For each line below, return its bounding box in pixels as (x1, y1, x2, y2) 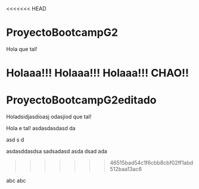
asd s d (6, 136, 24, 143)
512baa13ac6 (110, 166, 142, 173)
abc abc (6, 177, 26, 184)
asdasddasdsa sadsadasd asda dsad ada (6, 148, 107, 155)
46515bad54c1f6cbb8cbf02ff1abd (110, 159, 194, 166)
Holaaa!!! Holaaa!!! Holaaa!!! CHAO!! (6, 67, 189, 80)
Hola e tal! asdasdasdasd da (6, 125, 76, 132)
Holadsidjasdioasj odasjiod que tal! (6, 113, 92, 121)
